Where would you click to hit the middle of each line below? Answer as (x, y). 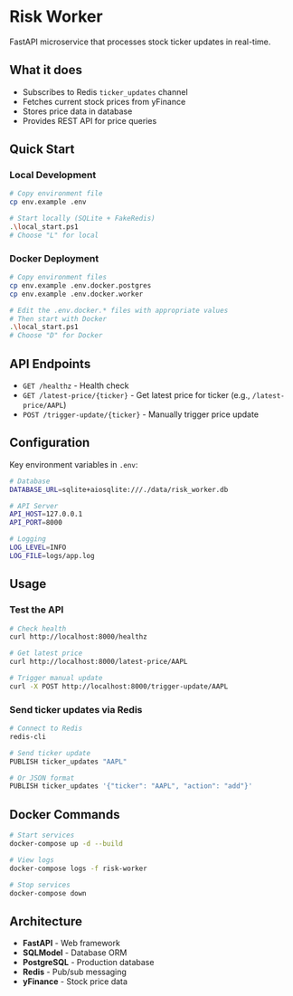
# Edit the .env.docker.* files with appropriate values (119, 310)
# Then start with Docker (58, 318)
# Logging (28, 539)
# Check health (38, 629)
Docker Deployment (54, 258)
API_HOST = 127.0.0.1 (46, 514)
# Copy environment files (58, 278)
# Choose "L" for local (54, 235)
